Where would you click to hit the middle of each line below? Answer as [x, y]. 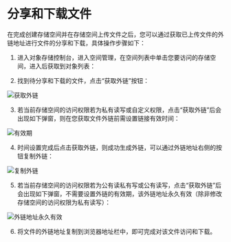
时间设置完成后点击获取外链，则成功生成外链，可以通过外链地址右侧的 [117, 147]
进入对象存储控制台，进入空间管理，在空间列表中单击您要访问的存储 [113, 57]
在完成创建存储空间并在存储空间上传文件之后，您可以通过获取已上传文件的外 [115, 34]
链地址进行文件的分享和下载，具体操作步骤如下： [76, 43]
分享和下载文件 [49, 14]
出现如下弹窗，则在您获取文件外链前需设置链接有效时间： [98, 118]
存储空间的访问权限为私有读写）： [64, 202]
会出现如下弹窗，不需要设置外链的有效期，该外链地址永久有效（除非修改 [119, 193]
